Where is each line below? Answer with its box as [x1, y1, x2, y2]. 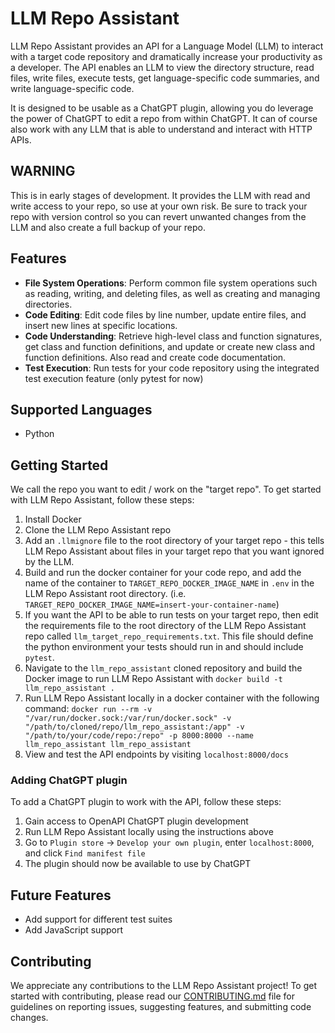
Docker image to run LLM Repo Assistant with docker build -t [24, 673, 283, 685]
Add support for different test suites [24, 913, 173, 926]
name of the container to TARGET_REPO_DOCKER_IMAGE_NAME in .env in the [24, 577, 315, 589]
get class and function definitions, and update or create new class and [24, 340, 315, 352]
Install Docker [24, 513, 82, 526]
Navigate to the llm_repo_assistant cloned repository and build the [24, 662, 303, 674]
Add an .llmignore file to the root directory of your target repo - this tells [24, 535, 325, 547]
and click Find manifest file [24, 847, 146, 859]
